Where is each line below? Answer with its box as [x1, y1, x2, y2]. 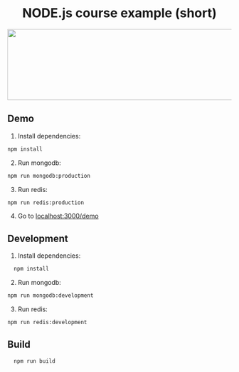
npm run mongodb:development [7, 292, 94, 299]
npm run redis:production [7, 198, 84, 206]
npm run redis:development [7, 318, 87, 326]
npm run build [14, 357, 55, 365]
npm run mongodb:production [7, 172, 91, 179]
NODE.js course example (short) [22, 5, 217, 21]
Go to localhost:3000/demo [17, 212, 99, 221]
